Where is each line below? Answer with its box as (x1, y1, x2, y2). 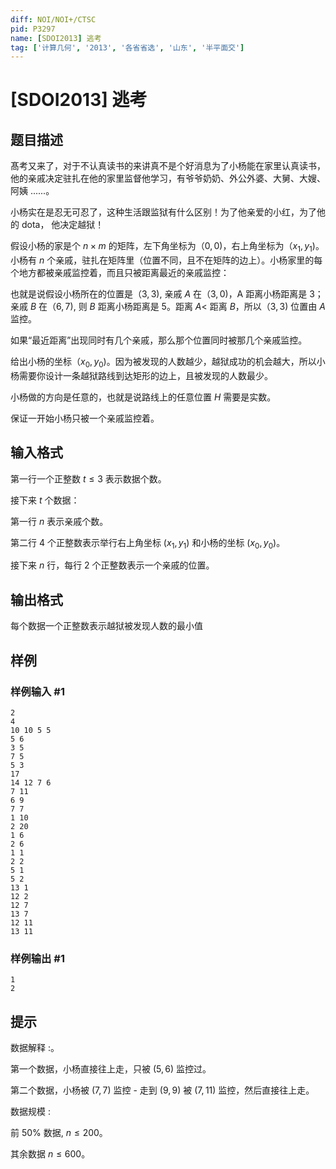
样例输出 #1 (10, 951, 65, 965)
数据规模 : (10, 1106, 51, 1118)
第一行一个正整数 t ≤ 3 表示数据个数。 (10, 472, 167, 485)
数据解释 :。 (10, 1042, 60, 1054)
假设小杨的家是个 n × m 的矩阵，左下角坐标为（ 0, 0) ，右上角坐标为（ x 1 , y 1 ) (10, 240, 316, 255)
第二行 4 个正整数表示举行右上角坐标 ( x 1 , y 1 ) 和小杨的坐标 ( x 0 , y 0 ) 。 (10, 536, 286, 551)
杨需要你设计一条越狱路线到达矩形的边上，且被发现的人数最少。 (10, 369, 273, 381)
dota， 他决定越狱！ (21, 219, 105, 231)
